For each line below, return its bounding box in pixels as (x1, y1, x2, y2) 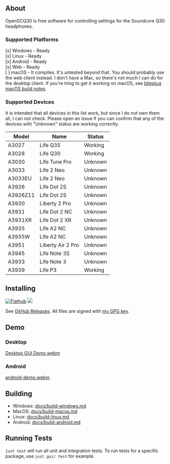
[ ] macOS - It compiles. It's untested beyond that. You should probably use (5, 69, 164, 76)
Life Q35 (39, 142, 61, 149)
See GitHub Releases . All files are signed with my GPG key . (5, 308, 130, 314)
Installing (5, 284, 36, 292)
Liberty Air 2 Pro (39, 242, 79, 249)
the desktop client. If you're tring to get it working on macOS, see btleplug (5, 80, 162, 87)
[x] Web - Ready (5, 64, 40, 70)
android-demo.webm (5, 374, 50, 381)
